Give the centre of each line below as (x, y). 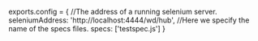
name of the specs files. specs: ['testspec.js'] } (87, 29)
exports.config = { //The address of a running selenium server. (113, 12)
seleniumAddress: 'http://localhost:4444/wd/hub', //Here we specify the (129, 20)
